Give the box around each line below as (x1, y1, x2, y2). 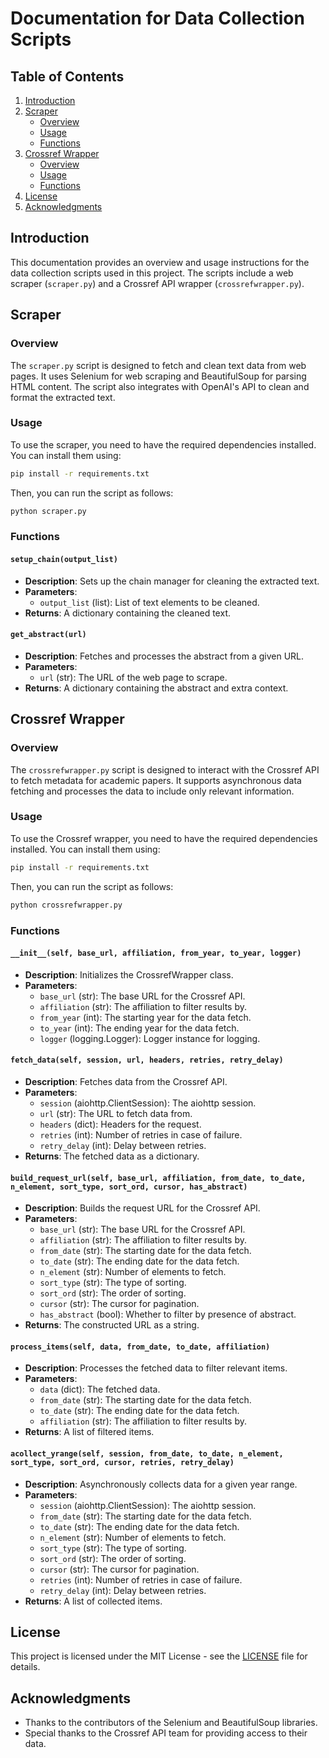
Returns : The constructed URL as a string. (24, 1319, 200, 1331)
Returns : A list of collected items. (24, 1595, 163, 1607)
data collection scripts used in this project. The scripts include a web (10, 267, 294, 279)
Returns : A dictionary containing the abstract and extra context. (24, 682, 289, 694)
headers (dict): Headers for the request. (39, 1118, 202, 1130)
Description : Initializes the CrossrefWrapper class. (24, 968, 234, 981)
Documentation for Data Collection (10, 7, 305, 30)
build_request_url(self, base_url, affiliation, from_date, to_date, (10, 1173, 307, 1183)
